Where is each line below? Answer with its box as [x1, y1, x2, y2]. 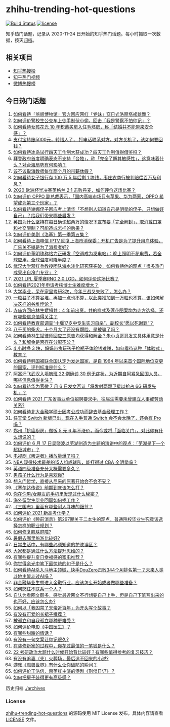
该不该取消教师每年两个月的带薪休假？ [13, 168, 93, 174]
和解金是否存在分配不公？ [22, 339, 75, 345]
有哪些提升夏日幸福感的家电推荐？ [13, 554, 84, 560]
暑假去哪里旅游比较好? [13, 535, 60, 541]
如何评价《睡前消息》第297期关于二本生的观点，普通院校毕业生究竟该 [13, 516, 159, 522]
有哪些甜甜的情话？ [13, 630, 54, 636]
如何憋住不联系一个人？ [13, 586, 62, 592]
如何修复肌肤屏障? [13, 529, 51, 535]
